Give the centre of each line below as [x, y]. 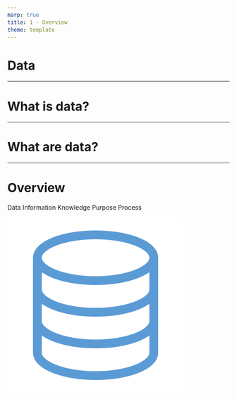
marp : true [23, 15]
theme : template [31, 30]
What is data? [48, 106]
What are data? [53, 147]
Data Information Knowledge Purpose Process [75, 208]
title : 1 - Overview [38, 22]
